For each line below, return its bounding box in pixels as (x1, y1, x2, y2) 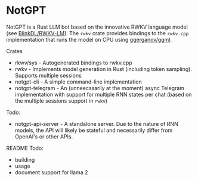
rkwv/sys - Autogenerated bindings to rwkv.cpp (14, 59, 132, 66)
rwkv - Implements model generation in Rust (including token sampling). (14, 65, 193, 72)
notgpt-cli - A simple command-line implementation (14, 78, 142, 85)
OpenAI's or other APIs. (14, 132, 73, 140)
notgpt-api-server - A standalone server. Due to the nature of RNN (14, 120, 178, 127)
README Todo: (6, 144, 44, 152)
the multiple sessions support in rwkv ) (14, 97, 108, 104)
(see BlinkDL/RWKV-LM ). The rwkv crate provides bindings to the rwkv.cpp (6, 29, 189, 36)
